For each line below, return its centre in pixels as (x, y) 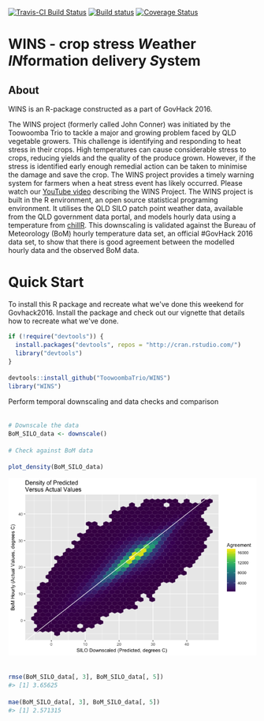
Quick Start (46, 283)
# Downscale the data (44, 425)
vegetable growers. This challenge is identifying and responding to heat (125, 141)
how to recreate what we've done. (64, 321)
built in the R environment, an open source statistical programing (113, 200)
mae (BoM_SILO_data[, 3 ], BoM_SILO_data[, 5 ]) (84, 702)
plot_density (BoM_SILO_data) (56, 467)
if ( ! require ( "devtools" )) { (56, 336)
